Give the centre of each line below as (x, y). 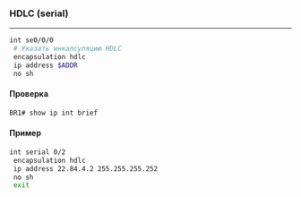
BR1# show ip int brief (54, 113)
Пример (26, 133)
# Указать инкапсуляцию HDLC (68, 49)
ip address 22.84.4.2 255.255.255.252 (86, 168)
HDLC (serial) (39, 13)
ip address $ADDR (45, 65)
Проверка (29, 94)
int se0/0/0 (31, 40)
